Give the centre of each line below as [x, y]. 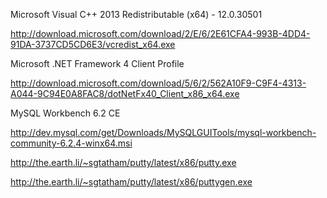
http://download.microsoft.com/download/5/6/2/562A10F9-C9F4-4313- [158, 83]
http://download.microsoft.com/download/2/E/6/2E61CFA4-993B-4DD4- [160, 33]
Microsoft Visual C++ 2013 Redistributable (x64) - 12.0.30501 [136, 14]
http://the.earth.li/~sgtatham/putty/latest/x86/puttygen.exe [131, 182]
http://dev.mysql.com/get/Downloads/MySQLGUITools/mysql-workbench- [163, 132]
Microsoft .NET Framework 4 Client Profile [97, 63]
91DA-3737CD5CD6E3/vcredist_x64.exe [93, 44]
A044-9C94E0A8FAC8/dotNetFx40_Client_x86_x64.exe [125, 93]
